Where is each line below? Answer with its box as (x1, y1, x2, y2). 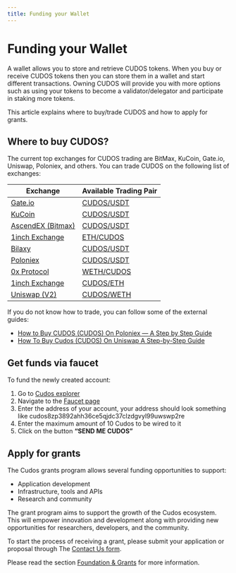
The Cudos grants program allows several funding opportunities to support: (7, 466, 227, 474)
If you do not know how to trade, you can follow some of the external (7, 308, 208, 316)
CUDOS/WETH (82, 290, 132, 300)
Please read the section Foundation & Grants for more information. (7, 558, 200, 567)
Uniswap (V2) (11, 290, 57, 300)
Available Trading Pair (82, 186, 158, 196)
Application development (17, 480, 90, 488)
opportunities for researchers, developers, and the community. (7, 524, 190, 531)
